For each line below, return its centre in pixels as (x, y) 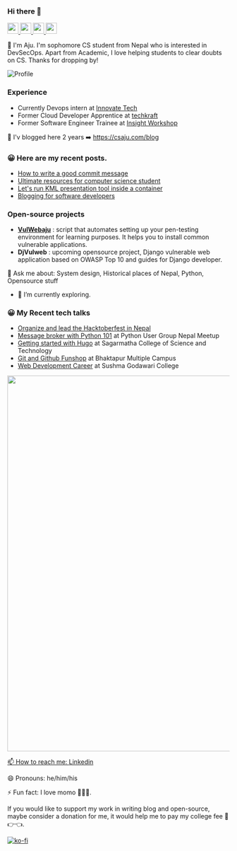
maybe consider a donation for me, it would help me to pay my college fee (115, 816)
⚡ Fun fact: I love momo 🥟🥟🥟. (49, 792)
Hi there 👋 (25, 11)
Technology (35, 351)
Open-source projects (46, 214)
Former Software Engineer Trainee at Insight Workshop (97, 122)
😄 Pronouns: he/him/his (43, 778)
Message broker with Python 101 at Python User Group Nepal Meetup (119, 336)
